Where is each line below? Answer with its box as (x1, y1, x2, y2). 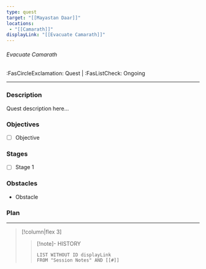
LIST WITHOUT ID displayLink (36, 252, 112, 258)
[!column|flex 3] (21, 228, 62, 235)
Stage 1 (15, 164, 34, 171)
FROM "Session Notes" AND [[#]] (36, 257, 120, 263)
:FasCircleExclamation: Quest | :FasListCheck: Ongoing (6, 70, 145, 77)
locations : (6, 20, 34, 26)
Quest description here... (6, 105, 69, 112)
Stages (6, 150, 28, 158)
